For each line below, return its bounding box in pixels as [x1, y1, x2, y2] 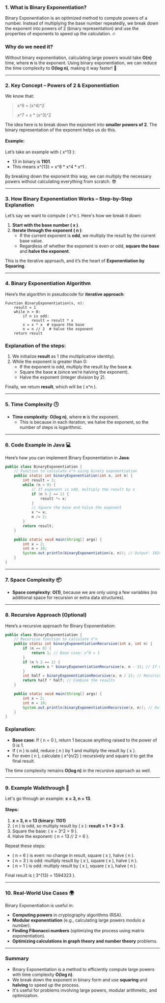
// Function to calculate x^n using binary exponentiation [14, 469, 137, 473]
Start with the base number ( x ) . [12, 222, 80, 228]
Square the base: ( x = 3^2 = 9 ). [12, 828, 78, 834]
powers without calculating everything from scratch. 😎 [5, 178, 117, 184]
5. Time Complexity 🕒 [5, 401, 59, 408]
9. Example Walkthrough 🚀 [5, 784, 70, 791]
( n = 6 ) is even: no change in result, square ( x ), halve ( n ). [12, 853, 135, 858]
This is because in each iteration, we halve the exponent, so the [19, 419, 149, 425]
